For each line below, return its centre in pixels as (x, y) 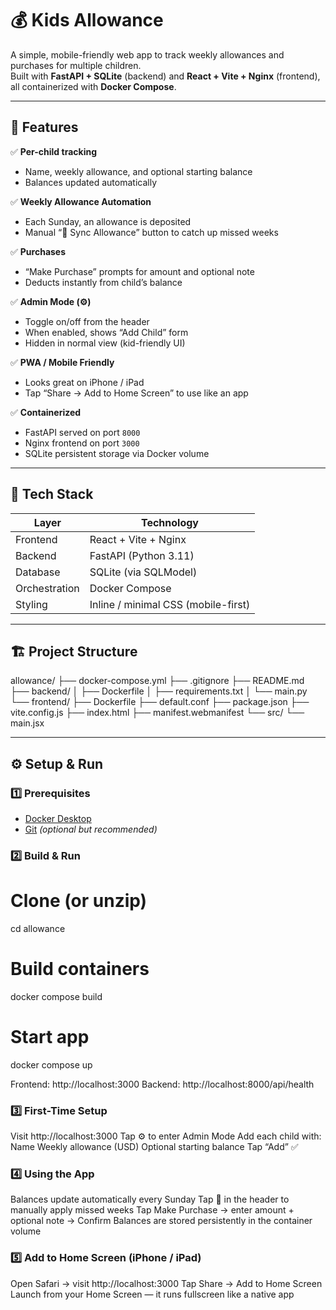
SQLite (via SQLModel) (143, 572)
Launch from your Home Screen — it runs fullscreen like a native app (152, 1294)
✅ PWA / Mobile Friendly (62, 362)
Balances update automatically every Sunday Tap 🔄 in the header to (150, 1199)
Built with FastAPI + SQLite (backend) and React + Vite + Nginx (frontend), (165, 76)
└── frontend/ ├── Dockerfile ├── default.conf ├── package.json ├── (160, 702)
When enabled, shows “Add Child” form (106, 332)
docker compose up (51, 1064)
